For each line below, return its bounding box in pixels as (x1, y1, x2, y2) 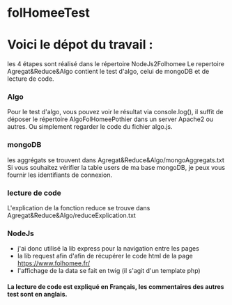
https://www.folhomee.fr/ (17, 259, 91, 267)
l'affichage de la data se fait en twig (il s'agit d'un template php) (17, 267, 201, 275)
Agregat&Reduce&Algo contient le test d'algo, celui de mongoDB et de (7, 68, 210, 76)
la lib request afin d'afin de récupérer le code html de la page (17, 252, 193, 260)
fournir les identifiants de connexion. (7, 171, 113, 179)
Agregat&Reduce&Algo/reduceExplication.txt (7, 211, 136, 220)
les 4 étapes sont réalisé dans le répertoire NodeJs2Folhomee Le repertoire (7, 60, 225, 68)
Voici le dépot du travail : (7, 37, 153, 53)
